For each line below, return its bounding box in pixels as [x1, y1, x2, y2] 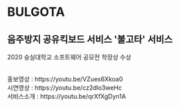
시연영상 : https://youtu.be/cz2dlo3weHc [7, 84, 123, 92]
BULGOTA [7, 4, 65, 20]
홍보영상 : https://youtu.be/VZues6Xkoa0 [7, 75, 123, 83]
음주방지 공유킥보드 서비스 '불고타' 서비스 [7, 33, 173, 45]
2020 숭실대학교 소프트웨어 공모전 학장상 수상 [7, 53, 132, 61]
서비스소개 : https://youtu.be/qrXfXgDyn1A [7, 93, 127, 100]
